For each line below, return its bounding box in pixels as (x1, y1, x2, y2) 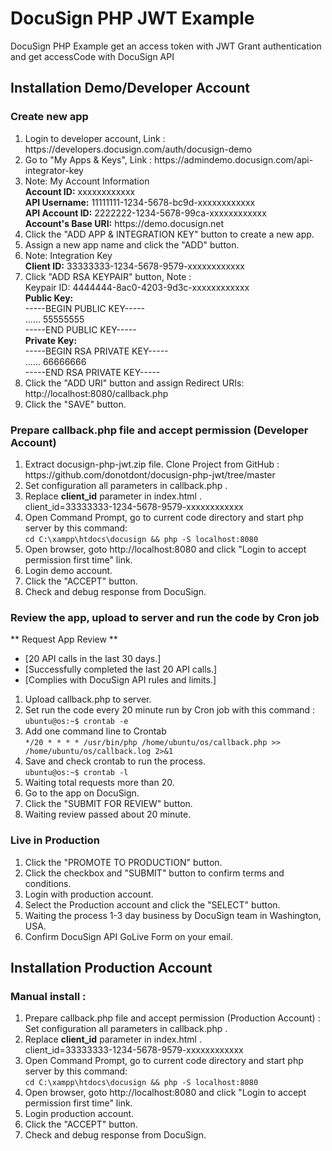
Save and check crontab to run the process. (24, 755, 207, 767)
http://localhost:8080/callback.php (24, 387, 169, 399)
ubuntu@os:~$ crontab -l (24, 768, 129, 778)
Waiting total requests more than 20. (24, 777, 175, 789)
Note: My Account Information (24, 175, 150, 187)
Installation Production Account (10, 959, 213, 976)
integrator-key (24, 164, 84, 176)
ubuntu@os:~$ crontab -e (24, 717, 129, 727)
